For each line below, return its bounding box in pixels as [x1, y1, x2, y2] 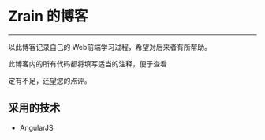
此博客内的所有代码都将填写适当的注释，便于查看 [8, 59, 167, 68]
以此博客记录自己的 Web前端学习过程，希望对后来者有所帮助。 [8, 42, 211, 51]
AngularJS [19, 123, 54, 132]
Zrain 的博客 [8, 7, 88, 25]
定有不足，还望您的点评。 [8, 76, 91, 85]
